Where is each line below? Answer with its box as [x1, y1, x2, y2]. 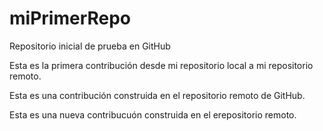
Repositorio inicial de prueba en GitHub [9, 40, 171, 52]
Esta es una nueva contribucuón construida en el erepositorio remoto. [9, 108, 297, 121]
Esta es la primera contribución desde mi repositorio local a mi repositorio [9, 59, 314, 71]
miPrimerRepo [9, 7, 132, 30]
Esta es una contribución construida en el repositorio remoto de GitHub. [9, 89, 306, 101]
